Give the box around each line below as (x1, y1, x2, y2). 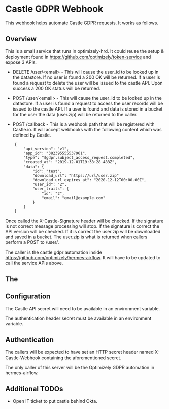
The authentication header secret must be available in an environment (5, 315, 152, 321)
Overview (5, 35, 37, 43)
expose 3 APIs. (5, 59, 37, 65)
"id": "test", (32, 169, 62, 174)
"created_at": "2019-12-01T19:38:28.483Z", (23, 159, 117, 165)
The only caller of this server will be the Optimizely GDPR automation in (5, 364, 155, 370)
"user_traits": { (32, 186, 70, 192)
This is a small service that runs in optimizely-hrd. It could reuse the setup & (5, 48, 164, 54)
